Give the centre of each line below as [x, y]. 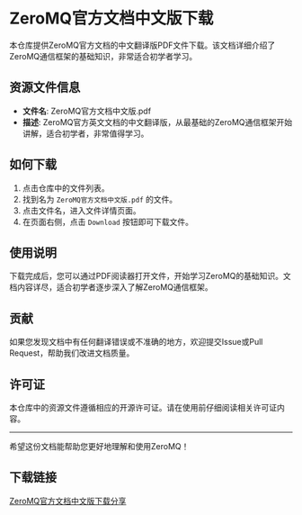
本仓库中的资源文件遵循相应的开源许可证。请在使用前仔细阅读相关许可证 [143, 407]
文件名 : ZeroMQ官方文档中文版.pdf [86, 111]
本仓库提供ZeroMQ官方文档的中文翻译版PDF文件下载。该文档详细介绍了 [142, 45]
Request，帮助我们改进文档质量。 [72, 353]
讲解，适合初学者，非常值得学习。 [85, 133]
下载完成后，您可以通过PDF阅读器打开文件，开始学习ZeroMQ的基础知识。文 [151, 276]
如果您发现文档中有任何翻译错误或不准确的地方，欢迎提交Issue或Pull [136, 342]
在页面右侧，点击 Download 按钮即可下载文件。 [107, 221]
